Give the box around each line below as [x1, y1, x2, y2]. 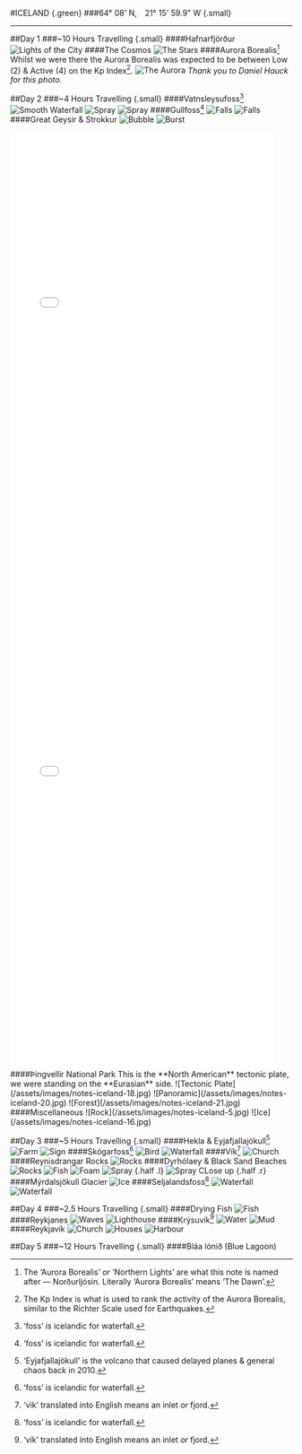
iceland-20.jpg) [10, 1097, 67, 1108]
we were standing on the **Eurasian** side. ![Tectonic [10, 1078, 213, 1089]
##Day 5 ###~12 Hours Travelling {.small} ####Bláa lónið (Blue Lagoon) [10, 1241, 277, 1252]
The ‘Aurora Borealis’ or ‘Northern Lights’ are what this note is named [22, 1267, 279, 1277]
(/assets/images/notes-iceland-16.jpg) [10, 1116, 151, 1127]
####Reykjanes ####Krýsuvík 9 [10, 1213, 214, 1225]
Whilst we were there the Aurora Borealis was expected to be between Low [10, 54, 289, 65]
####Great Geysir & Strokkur [10, 114, 117, 125]
